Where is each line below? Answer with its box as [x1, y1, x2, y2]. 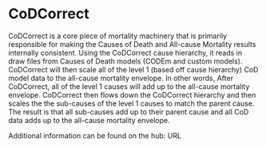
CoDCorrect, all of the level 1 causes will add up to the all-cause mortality [8, 81, 250, 91]
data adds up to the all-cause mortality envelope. [8, 115, 170, 125]
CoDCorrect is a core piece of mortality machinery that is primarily [8, 31, 228, 41]
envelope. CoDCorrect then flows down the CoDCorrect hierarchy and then [8, 90, 256, 99]
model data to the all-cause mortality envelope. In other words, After [8, 73, 234, 83]
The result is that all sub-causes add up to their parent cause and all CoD [8, 106, 249, 116]
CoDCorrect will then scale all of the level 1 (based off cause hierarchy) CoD [8, 64, 259, 74]
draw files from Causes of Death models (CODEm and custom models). [8, 56, 243, 66]
